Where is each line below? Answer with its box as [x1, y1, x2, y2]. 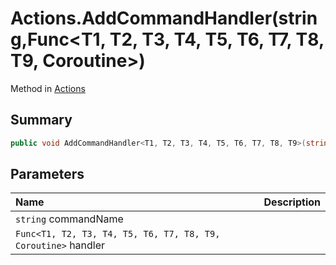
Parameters [10, 166, 85, 183]
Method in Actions [10, 82, 86, 94]
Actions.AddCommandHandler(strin [10, 7, 318, 30]
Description [263, 195, 321, 209]
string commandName [15, 212, 124, 226]
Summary [10, 112, 73, 129]
